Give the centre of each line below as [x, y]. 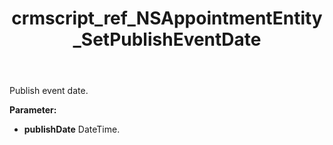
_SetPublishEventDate [167, 39]
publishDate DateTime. [72, 129]
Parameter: [33, 110]
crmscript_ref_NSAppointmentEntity [167, 18]
